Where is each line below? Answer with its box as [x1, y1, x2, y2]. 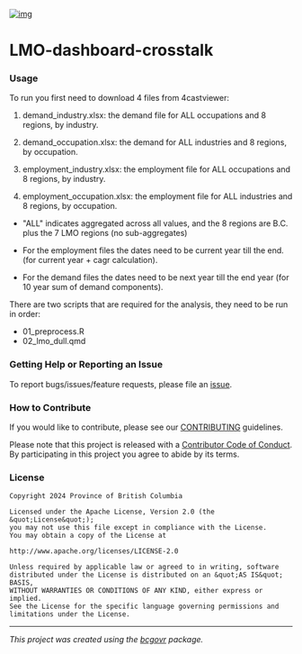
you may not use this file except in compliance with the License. [9, 523, 268, 532]
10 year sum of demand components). [22, 282, 164, 293]
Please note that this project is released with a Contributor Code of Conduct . [9, 440, 293, 450]
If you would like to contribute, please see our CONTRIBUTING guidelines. [9, 422, 283, 432]
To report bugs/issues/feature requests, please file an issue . [9, 378, 233, 389]
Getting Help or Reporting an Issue [9, 359, 164, 371]
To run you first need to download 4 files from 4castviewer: [9, 93, 229, 104]
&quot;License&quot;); [9, 515, 94, 524]
